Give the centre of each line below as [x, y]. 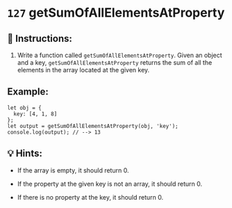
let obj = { [24, 108]
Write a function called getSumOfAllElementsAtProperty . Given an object [119, 55]
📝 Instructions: [40, 39]
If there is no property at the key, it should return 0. [90, 197]
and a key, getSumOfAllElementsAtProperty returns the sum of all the [115, 63]
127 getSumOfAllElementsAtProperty [116, 13]
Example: [28, 92]
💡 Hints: [25, 153]
